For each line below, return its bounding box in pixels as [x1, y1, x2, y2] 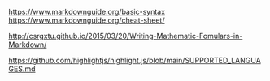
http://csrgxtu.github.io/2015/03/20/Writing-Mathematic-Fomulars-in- [8, 32, 243, 40]
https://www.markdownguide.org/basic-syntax [8, 7, 165, 16]
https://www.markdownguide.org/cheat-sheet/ [8, 15, 165, 25]
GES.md [8, 64, 36, 74]
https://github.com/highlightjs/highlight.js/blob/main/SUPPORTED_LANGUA [8, 56, 262, 65]
